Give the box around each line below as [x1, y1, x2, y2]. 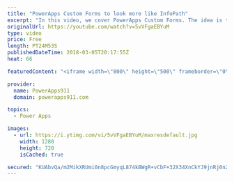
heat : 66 [7, 56, 33, 63]
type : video [7, 29, 42, 37]
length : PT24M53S [7, 42, 58, 49]
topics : [7, 106, 30, 113]
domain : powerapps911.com [13, 93, 89, 101]
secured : [7, 164, 33, 171]
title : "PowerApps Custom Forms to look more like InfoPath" [7, 10, 189, 17]
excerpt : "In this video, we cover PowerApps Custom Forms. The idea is [7, 17, 223, 24]
